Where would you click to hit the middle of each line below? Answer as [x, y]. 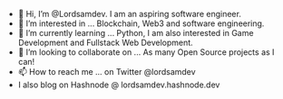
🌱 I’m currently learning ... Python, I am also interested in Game [136, 33]
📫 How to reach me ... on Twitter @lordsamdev [107, 72]
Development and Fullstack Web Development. [105, 42]
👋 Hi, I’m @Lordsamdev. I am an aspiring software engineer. [130, 14]
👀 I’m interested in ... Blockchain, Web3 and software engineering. [141, 23]
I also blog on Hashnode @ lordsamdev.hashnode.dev [119, 85]
